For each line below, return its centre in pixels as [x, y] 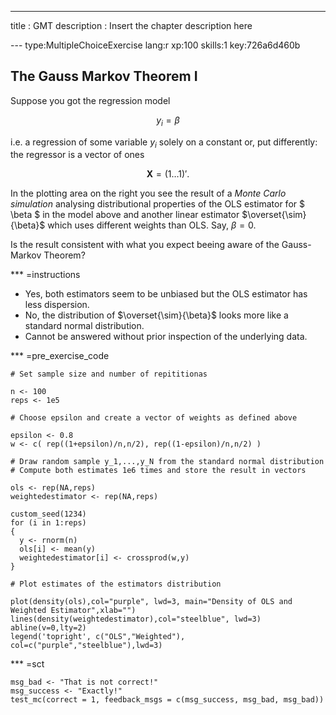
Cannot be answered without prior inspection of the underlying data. [166, 337]
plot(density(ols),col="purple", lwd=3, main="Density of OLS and [151, 602]
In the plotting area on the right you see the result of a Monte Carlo [148, 193]
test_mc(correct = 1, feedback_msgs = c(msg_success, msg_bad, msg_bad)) [167, 700]
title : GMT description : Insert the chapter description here [131, 25]
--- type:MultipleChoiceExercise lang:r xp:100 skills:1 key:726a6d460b [155, 45]
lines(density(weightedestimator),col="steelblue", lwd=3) [136, 619]
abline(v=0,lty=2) [48, 628]
